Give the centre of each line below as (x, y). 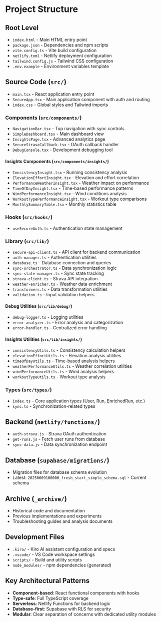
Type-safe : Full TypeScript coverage (50, 598)
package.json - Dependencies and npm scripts (60, 45)
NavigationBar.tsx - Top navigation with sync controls (68, 129)
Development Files (35, 537)
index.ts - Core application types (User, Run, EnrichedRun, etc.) (79, 401)
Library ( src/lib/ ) (27, 241)
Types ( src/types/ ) (28, 390)
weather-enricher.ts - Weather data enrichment (62, 284)
